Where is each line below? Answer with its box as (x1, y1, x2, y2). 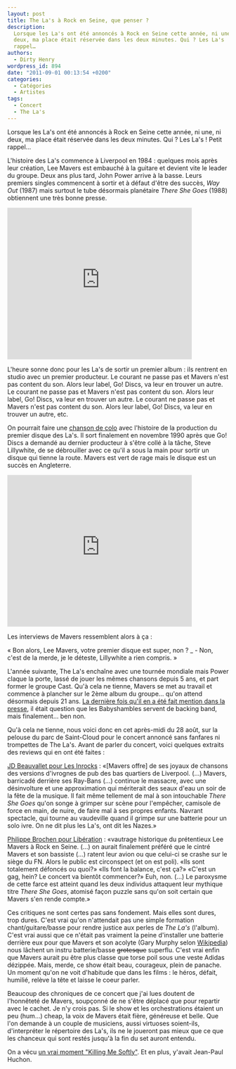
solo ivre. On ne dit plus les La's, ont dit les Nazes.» (7, 821, 157, 830)
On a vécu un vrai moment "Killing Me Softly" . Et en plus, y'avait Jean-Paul (7, 1047, 223, 1056)
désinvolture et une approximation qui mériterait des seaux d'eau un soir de (7, 783, 226, 792)
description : (7, 23, 46, 30)
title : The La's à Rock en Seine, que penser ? (7, 17, 150, 24)
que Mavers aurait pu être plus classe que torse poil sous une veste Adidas (7, 953, 225, 961)
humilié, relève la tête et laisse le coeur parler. (7, 975, 140, 984)
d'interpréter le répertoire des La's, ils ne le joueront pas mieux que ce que (7, 1026, 223, 1035)
